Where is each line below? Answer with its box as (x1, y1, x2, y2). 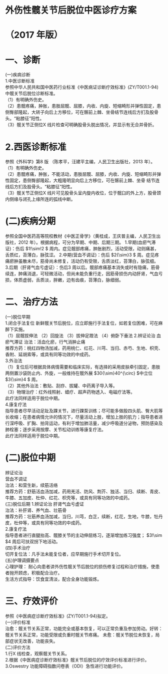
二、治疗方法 (5, 296, 58, 308)
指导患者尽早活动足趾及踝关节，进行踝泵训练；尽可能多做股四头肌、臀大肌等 (5, 408, 163, 414)
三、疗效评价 (5, 595, 58, 607)
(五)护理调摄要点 (5, 557, 39, 563)
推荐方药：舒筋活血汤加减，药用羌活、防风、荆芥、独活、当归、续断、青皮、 (5, 489, 163, 495)
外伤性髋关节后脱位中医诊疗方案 (5, 5, 137, 16)
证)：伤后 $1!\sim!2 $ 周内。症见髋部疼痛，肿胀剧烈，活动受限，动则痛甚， (5, 246, 159, 252)
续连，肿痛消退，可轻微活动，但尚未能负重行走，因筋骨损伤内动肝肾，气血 (5, 271, 158, 277)
